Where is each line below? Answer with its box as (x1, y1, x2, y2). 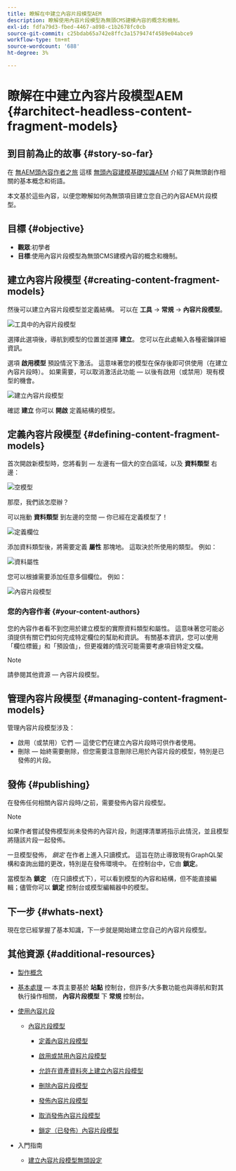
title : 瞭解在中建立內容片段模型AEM (7, 10, 102, 18)
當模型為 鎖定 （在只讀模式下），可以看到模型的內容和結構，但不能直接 (7, 875, 211, 883)
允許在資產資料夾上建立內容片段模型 (38, 1066, 144, 1075)
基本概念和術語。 (19, 176, 69, 185)
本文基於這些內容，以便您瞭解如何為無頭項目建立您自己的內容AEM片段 (7, 191, 212, 200)
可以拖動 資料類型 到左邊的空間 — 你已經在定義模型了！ (7, 513, 169, 522)
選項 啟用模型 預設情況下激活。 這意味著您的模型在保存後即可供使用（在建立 (7, 359, 228, 367)
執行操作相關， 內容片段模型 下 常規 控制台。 (17, 991, 148, 1000)
